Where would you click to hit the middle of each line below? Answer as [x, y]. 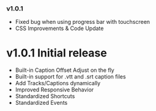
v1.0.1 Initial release [57, 53]
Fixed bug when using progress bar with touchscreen [83, 22]
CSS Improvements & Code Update [59, 28]
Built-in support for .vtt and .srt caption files [71, 77]
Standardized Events [41, 103]
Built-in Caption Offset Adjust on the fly [65, 70]
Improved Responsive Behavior [54, 90]
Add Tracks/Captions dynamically [58, 83]
